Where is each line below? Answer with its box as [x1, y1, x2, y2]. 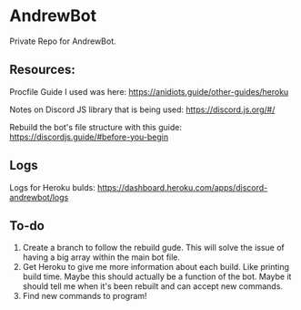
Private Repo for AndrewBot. [9, 36, 116, 46]
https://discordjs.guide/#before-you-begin [9, 131, 169, 142]
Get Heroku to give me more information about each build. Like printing [22, 262, 289, 273]
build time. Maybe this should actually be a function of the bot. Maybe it [22, 271, 292, 283]
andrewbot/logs [9, 191, 69, 202]
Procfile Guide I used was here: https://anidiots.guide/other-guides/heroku [9, 86, 289, 97]
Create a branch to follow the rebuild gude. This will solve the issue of [22, 243, 285, 253]
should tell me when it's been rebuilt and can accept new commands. [22, 281, 284, 292]
